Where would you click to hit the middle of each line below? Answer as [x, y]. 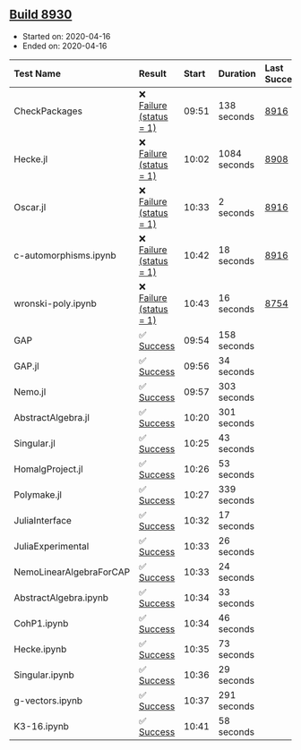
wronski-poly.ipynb [55, 303]
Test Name [37, 73]
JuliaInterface [43, 520]
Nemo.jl [30, 391]
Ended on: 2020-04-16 [64, 46]
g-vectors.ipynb [48, 700]
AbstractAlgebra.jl [52, 417]
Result [153, 73]
